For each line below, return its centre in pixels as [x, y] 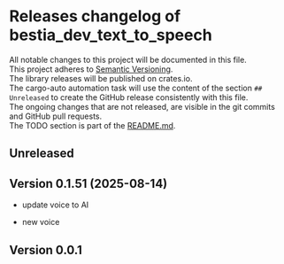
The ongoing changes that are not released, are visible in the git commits [142, 106]
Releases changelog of [95, 16]
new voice [41, 222]
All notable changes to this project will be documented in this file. [128, 59]
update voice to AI [55, 205]
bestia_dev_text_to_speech [111, 35]
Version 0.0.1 [46, 250]
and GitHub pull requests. [56, 116]
